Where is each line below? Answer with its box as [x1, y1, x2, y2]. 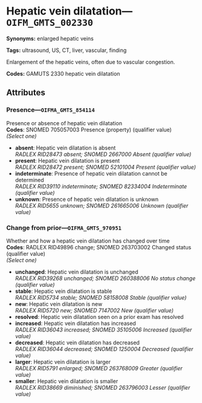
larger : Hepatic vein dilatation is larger [15, 358, 111, 365]
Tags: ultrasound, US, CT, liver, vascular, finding [6, 47, 127, 54]
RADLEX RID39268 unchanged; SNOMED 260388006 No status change [15, 274, 196, 282]
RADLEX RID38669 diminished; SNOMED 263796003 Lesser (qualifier [15, 384, 191, 391]
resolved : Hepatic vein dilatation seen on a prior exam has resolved [15, 313, 184, 320]
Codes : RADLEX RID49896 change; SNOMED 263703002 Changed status [6, 243, 192, 251]
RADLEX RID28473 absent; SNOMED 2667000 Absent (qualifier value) [15, 150, 192, 158]
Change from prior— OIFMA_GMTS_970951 [6, 223, 122, 232]
